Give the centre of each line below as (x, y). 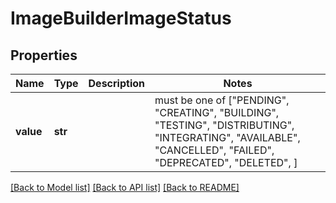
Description (116, 83)
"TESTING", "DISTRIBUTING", (224, 125)
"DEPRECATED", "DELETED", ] (226, 162)
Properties (44, 55)
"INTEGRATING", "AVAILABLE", (227, 137)
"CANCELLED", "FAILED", (214, 150)
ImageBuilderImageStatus (121, 18)
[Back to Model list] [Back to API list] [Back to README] (125, 187)
